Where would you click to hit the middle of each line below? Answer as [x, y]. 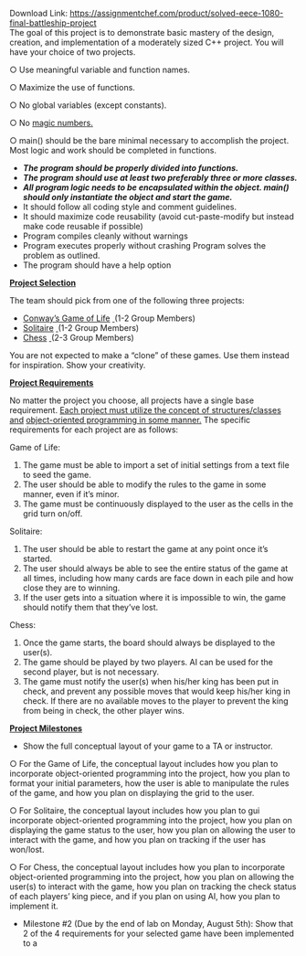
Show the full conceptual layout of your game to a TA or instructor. [148, 746]
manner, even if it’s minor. [71, 494]
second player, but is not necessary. [91, 672]
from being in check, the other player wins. [103, 711]
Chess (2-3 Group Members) [78, 338]
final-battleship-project [53, 23]
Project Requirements [52, 382]
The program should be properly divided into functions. [131, 168]
